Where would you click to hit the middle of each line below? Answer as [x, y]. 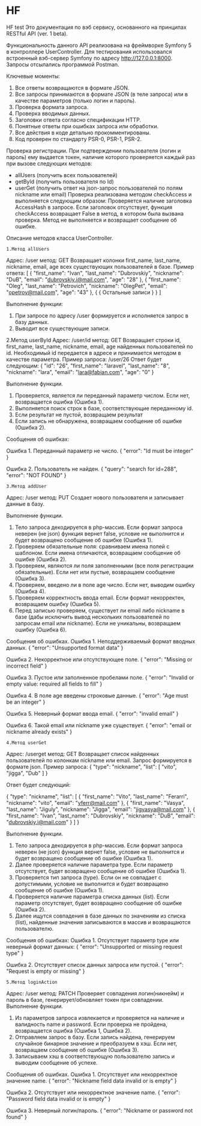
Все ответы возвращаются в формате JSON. [72, 87]
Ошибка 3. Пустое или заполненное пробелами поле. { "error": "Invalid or [100, 677]
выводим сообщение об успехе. [56, 1062]
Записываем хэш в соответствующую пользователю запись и [95, 1056]
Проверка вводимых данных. [52, 113]
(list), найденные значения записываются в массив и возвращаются [103, 922]
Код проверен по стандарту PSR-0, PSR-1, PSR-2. [78, 139]
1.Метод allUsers [28, 249]
